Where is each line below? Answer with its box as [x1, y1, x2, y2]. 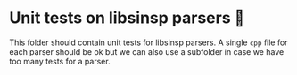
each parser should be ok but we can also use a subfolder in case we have [9, 46, 285, 56]
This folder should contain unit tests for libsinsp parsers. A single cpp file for [9, 37, 288, 48]
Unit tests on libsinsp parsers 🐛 [9, 8, 245, 28]
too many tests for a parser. [9, 56, 111, 66]
